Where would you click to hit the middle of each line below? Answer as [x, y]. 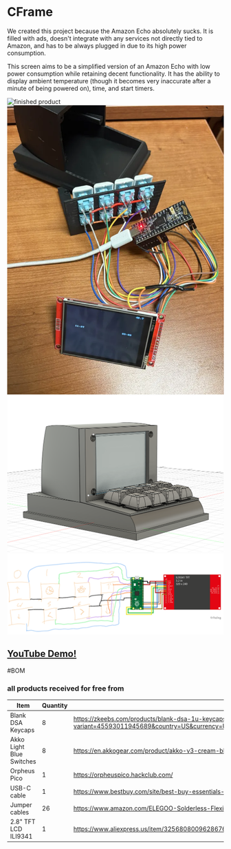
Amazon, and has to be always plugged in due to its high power [97, 45]
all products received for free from [66, 688]
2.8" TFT [23, 822]
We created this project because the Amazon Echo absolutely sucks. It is [110, 31]
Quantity [55, 705]
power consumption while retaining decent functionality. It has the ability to [113, 74]
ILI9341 [21, 837]
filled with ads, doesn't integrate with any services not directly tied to [105, 38]
